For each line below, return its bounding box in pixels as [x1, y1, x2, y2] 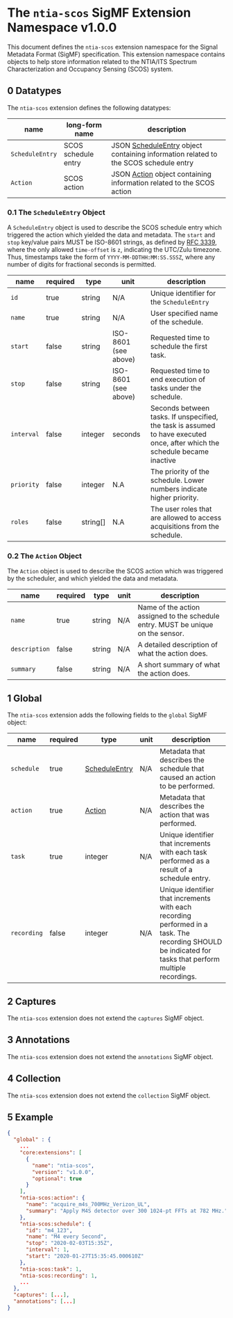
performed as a [159, 856, 210, 866]
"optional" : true [32, 1175, 82, 1182]
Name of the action [137, 603, 200, 612]
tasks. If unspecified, [150, 412, 218, 422]
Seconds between [150, 404, 210, 413]
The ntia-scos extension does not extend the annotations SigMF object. [7, 1052, 214, 1061]
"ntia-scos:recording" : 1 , [19, 1272, 98, 1279]
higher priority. [150, 493, 199, 502]
